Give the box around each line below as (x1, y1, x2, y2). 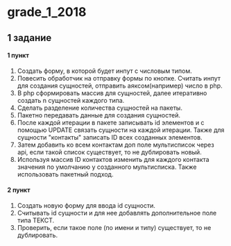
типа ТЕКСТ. (17, 216, 55, 224)
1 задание (7, 32, 52, 44)
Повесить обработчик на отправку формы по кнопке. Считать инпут (17, 74, 221, 82)
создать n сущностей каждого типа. (17, 96, 125, 104)
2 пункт (7, 186, 31, 195)
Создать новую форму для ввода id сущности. (17, 201, 156, 209)
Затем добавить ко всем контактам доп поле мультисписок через (17, 140, 214, 149)
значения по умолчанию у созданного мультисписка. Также (17, 163, 197, 171)
